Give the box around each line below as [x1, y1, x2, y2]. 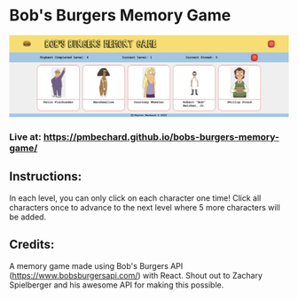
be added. [9, 211, 47, 222]
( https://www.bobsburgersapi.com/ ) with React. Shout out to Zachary [9, 270, 263, 280]
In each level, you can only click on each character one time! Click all [9, 192, 262, 203]
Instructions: [9, 169, 82, 184]
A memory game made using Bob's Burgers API [9, 260, 184, 271]
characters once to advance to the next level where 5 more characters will [9, 202, 281, 212]
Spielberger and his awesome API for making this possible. [9, 280, 224, 290]
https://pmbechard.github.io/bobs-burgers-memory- [43, 131, 279, 142]
